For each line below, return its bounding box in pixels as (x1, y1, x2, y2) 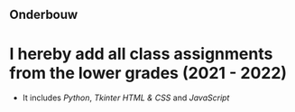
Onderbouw (9, 7, 78, 23)
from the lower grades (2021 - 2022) (9, 62, 287, 83)
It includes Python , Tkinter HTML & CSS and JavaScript (22, 92, 230, 103)
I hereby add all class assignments (9, 43, 273, 64)
